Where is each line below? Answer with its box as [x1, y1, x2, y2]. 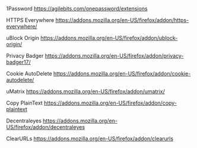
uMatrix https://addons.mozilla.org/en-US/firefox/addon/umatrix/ [6, 88, 165, 95]
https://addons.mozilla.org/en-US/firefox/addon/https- [55, 17, 189, 23]
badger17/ [6, 59, 31, 65]
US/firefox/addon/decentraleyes [6, 124, 85, 130]
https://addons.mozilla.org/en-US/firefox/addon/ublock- [40, 34, 178, 41]
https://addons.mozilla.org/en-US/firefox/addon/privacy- [45, 52, 184, 59]
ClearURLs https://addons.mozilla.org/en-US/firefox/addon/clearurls [6, 135, 174, 142]
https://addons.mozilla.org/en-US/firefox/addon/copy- [43, 99, 177, 106]
